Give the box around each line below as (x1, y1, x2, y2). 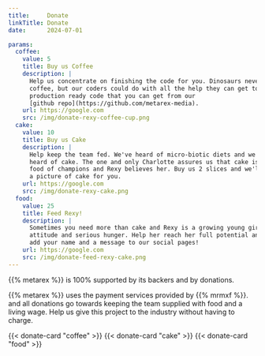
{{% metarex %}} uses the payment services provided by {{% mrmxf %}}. (8, 290, 248, 300)
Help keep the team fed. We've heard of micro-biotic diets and (28, 151, 245, 159)
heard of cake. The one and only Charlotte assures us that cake (28, 158, 248, 166)
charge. (8, 315, 33, 324)
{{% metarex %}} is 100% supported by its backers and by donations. (8, 275, 235, 284)
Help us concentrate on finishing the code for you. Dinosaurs (28, 77, 242, 85)
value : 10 (22, 129, 55, 137)
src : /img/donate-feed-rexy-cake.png (22, 253, 147, 261)
